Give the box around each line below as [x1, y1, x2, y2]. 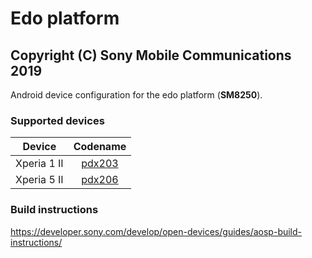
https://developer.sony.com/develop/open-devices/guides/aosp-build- [10, 225, 303, 237]
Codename [73, 140, 127, 154]
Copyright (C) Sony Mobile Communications [10, 47, 292, 64]
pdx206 [81, 173, 119, 187]
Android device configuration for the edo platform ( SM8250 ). [10, 89, 263, 101]
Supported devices [10, 113, 105, 127]
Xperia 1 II [15, 157, 64, 171]
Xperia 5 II [15, 173, 64, 187]
